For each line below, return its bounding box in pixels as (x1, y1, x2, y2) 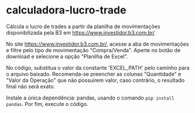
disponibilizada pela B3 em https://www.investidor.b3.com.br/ (6, 29, 155, 36)
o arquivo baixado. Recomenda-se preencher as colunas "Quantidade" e (6, 70, 182, 77)
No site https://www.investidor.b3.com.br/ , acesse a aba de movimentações (6, 40, 189, 47)
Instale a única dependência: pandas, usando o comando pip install (6, 94, 175, 101)
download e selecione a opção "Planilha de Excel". (6, 53, 128, 60)
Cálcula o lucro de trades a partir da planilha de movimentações (6, 23, 160, 30)
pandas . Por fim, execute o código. (6, 100, 89, 107)
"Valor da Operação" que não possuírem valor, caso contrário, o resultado (6, 77, 185, 84)
